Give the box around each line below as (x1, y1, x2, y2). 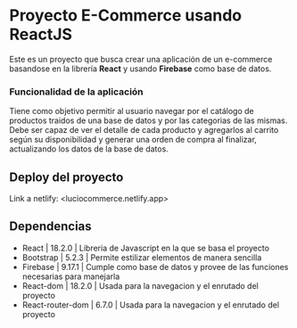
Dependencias (9, 219, 92, 234)
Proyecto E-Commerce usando (9, 5, 243, 26)
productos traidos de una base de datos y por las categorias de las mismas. (9, 115, 288, 126)
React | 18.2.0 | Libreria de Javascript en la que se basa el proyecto (21, 242, 270, 253)
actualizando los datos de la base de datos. (9, 143, 169, 154)
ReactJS (9, 24, 73, 45)
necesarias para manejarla (21, 271, 120, 282)
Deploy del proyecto (9, 169, 124, 184)
